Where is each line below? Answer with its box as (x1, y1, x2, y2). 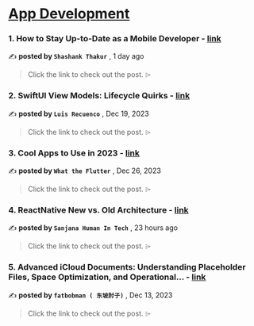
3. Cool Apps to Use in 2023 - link (8, 148, 140, 159)
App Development (8, 5, 130, 23)
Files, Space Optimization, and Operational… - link (8, 271, 206, 282)
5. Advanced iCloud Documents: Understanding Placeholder (8, 262, 246, 273)
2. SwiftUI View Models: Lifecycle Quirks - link (8, 90, 190, 102)
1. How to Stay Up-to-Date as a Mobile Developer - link (8, 33, 222, 44)
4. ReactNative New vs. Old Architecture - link (8, 205, 189, 215)
